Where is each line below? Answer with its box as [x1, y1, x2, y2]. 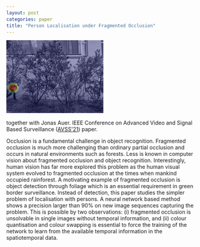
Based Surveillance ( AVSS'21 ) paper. [6, 126, 98, 133]
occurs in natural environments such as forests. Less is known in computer [6, 151, 193, 158]
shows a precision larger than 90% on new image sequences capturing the [6, 202, 194, 209]
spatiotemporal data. [6, 234, 58, 242]
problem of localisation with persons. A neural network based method [6, 195, 181, 203]
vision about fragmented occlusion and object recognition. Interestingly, [6, 157, 186, 164]
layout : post [6, 10, 39, 16]
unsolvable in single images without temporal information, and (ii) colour [6, 215, 187, 222]
